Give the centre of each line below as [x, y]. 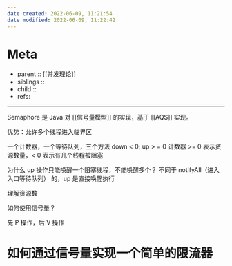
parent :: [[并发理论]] [46, 74]
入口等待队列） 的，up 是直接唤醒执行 [61, 179]
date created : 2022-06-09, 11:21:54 [60, 13]
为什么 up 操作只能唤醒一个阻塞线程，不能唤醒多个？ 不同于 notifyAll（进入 [113, 170]
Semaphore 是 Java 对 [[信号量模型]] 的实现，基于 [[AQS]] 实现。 [100, 117]
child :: [27, 89]
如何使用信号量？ [31, 208]
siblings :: [31, 82]
